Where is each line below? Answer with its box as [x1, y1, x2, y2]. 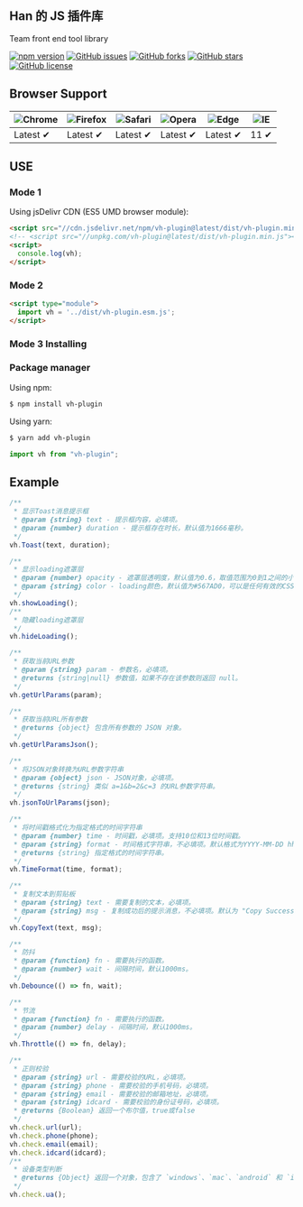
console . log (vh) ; [17, 249, 83, 258]
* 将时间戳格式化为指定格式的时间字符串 [13, 824, 142, 833]
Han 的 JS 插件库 [9, 8, 104, 24]
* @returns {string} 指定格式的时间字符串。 [13, 848, 169, 857]
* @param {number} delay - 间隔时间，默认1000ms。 [13, 1023, 197, 1032]
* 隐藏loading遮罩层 [13, 615, 84, 624]
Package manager [9, 362, 91, 374]
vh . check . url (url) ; [9, 1123, 83, 1132]
